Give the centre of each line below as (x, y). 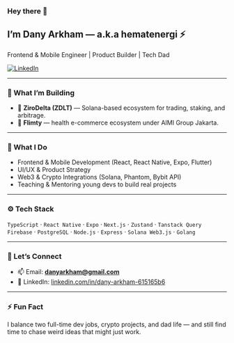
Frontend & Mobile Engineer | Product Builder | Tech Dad (88, 54)
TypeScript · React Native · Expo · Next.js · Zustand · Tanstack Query (104, 224)
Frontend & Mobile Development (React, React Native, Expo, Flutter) (115, 162)
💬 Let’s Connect (34, 256)
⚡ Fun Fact (25, 307)
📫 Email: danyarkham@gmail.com (68, 271)
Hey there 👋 (27, 11)
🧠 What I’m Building (41, 93)
